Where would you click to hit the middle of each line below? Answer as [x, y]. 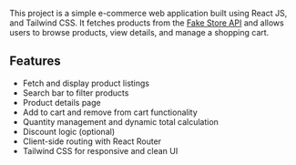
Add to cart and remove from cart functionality [110, 112]
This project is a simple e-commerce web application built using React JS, [148, 13]
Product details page [62, 102]
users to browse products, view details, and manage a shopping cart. [139, 32]
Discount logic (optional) [69, 131]
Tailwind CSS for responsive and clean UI [100, 150]
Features [35, 62]
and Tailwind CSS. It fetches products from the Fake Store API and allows [147, 23]
